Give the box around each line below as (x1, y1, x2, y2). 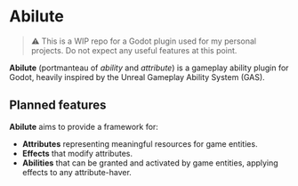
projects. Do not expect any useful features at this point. (30, 44, 238, 55)
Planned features (9, 98, 107, 113)
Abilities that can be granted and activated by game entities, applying (21, 158, 278, 168)
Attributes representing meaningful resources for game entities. (21, 138, 258, 149)
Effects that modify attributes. (21, 148, 133, 158)
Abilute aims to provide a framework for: (9, 121, 158, 132)
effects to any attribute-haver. (21, 166, 132, 177)
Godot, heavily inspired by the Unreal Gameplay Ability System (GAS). (9, 71, 265, 82)
